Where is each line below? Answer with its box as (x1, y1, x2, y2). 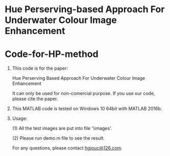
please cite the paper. (12, 96, 58, 102)
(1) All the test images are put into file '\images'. (12, 126, 113, 132)
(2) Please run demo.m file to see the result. (12, 135, 105, 141)
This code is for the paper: (12, 65, 68, 72)
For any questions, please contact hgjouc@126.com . (12, 145, 123, 151)
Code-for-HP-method (5, 48, 99, 60)
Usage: (12, 115, 28, 121)
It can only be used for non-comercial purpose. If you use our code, (12, 90, 155, 97)
